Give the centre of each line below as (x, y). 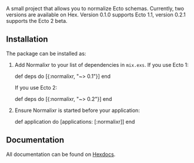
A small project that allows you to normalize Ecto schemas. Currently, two (95, 9)
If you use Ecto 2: (36, 87)
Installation (27, 40)
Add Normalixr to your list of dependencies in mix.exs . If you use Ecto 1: (102, 64)
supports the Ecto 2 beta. (37, 21)
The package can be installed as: (46, 53)
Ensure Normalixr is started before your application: (77, 110)
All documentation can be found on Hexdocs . (61, 154)
